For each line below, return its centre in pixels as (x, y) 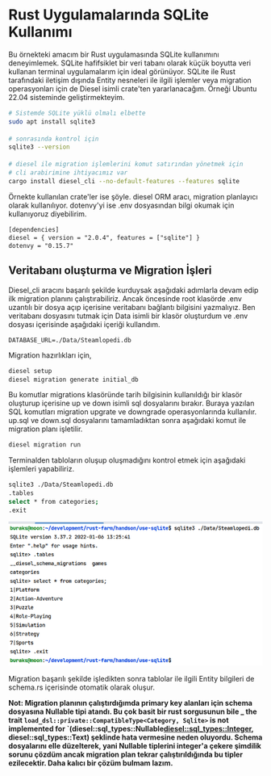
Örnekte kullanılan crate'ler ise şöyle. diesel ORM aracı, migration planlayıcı (133, 196)
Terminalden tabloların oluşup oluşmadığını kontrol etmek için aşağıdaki (127, 460)
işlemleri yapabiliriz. (42, 469)
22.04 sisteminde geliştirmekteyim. (67, 97)
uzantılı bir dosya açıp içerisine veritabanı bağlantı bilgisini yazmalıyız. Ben (132, 307)
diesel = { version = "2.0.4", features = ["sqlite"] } (104, 237)
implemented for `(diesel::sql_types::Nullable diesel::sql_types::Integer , (131, 728)
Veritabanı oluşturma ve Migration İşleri (110, 271)
